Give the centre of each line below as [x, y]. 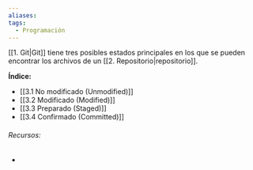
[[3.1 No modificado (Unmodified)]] [76, 92]
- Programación [40, 30]
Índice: [20, 77]
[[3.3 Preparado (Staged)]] [63, 108]
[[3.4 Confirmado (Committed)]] [72, 117]
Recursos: [25, 134]
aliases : [23, 15]
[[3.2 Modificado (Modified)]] [68, 100]
